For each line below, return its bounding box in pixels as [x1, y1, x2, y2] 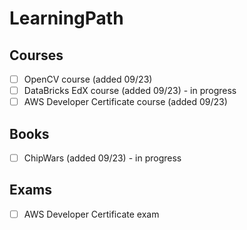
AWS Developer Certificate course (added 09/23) [23, 96, 228, 108]
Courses [9, 47, 64, 64]
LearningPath [9, 7, 124, 30]
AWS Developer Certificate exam [23, 208, 160, 220]
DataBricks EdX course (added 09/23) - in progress [23, 85, 237, 97]
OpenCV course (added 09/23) [23, 73, 153, 85]
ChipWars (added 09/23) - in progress [23, 152, 182, 164]
